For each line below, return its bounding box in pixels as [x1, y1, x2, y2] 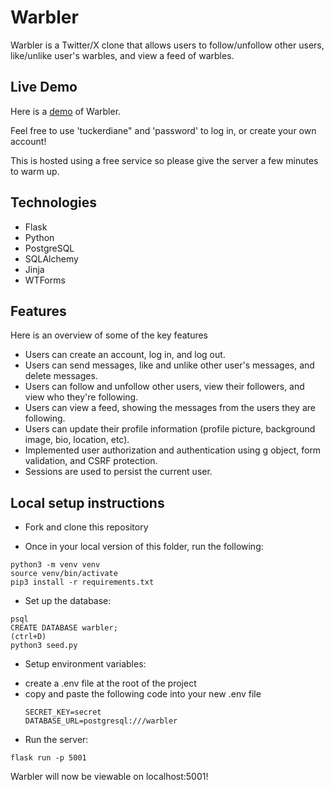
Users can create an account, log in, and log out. [24, 349, 226, 361]
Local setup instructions [10, 494, 165, 511]
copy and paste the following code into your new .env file [24, 688, 262, 700]
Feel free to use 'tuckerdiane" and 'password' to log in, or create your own [10, 124, 317, 136]
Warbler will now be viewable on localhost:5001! [10, 771, 209, 783]
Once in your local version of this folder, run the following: [24, 541, 264, 553]
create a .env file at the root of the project [24, 677, 197, 690]
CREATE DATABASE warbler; [10, 623, 118, 633]
